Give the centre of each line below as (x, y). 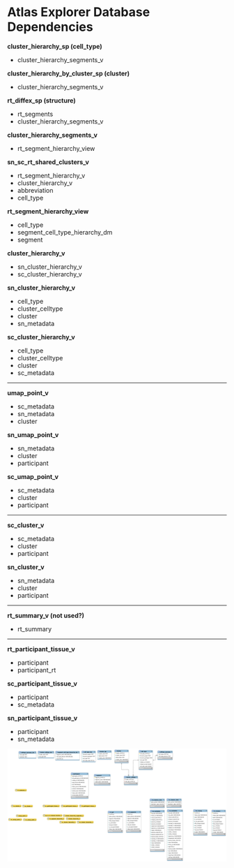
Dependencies (50, 27)
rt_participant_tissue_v (41, 649)
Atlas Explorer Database (79, 12)
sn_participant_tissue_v (42, 718)
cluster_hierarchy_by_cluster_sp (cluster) (69, 73)
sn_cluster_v (26, 567)
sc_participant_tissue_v (42, 683)
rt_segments (35, 114)
